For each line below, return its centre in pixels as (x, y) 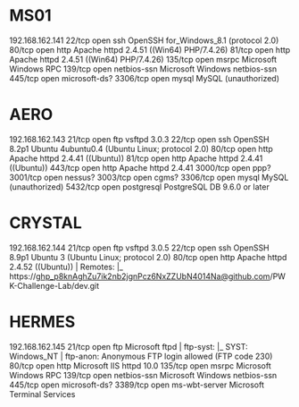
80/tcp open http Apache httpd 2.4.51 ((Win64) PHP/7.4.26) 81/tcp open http (150, 49)
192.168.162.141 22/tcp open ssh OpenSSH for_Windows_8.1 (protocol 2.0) (144, 40)
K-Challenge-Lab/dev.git (54, 285)
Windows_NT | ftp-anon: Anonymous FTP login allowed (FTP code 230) (141, 356)
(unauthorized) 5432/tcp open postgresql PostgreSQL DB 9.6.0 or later (139, 187)
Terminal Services (42, 394)
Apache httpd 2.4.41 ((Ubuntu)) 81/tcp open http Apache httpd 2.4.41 (136, 158)
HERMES (42, 322)
